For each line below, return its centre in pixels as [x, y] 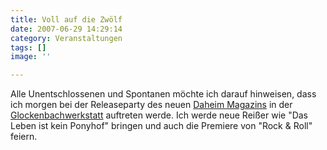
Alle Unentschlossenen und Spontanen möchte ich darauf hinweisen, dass [163, 94]
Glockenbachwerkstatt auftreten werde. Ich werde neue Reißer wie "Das [159, 115]
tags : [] [28, 47]
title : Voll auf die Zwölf [66, 19]
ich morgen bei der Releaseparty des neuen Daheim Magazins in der [151, 105]
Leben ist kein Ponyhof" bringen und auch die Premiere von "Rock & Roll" [161, 126]
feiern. [24, 137]
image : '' [31, 57]
